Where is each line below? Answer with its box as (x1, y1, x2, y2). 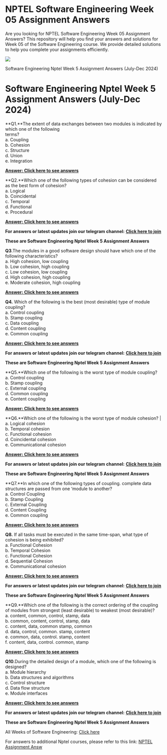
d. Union (5, 152, 23, 158)
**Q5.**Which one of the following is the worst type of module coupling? (5, 369, 158, 375)
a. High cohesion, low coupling (5, 258, 69, 264)
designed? (5, 664, 27, 670)
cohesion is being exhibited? (5, 536, 64, 542)
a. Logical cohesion (5, 420, 45, 426)
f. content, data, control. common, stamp (5, 639, 89, 645)
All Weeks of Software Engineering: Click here (5, 729, 100, 735)
